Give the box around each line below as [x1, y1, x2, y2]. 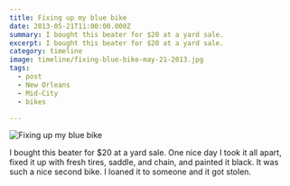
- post [17, 72, 42, 81]
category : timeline [9, 47, 83, 56]
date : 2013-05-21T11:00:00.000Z [9, 22, 131, 31]
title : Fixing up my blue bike [9, 13, 127, 23]
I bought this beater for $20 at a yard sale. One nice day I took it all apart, [9, 147, 282, 158]
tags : [9, 64, 30, 73]
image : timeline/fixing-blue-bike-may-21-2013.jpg [9, 55, 204, 64]
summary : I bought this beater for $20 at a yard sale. [9, 30, 224, 39]
